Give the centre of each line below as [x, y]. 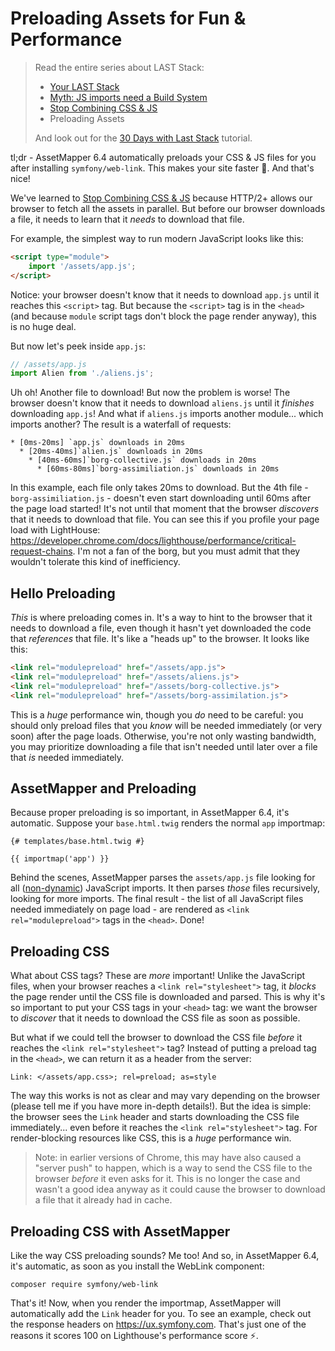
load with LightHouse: [55, 530]
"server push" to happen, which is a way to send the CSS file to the [173, 1168]
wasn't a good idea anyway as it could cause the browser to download [180, 1189]
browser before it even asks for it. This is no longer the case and [167, 1179]
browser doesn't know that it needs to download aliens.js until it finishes [162, 403]
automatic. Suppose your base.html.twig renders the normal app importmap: [168, 823]
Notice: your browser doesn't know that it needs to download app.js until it [165, 294]
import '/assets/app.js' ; [82, 266]
